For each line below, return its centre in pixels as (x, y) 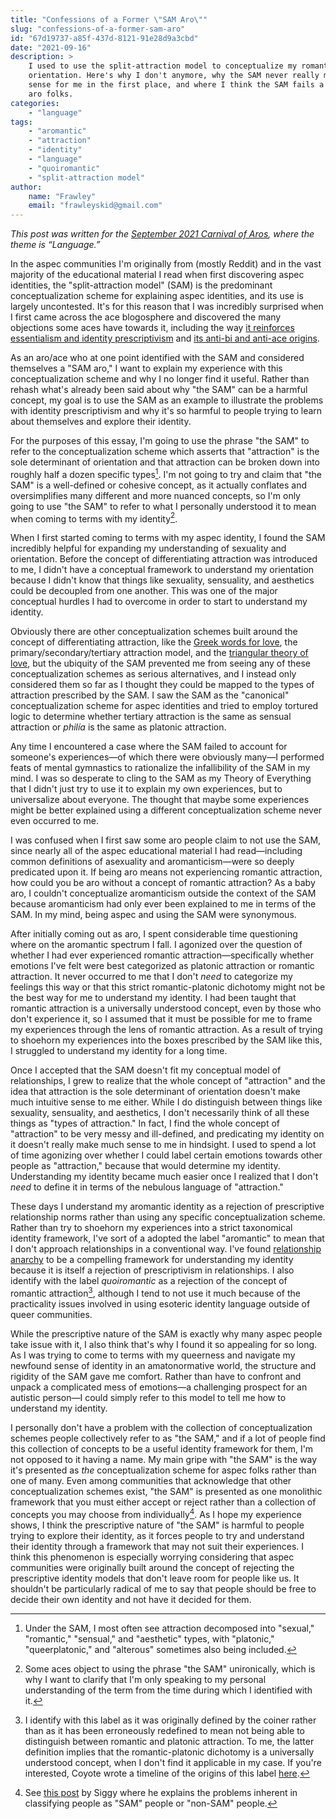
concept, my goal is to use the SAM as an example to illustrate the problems (167, 400)
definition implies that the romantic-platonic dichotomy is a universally (169, 1752)
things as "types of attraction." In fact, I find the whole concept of (145, 1123)
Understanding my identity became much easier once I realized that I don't (164, 1177)
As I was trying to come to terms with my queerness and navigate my (153, 1355)
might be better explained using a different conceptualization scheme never (166, 810)
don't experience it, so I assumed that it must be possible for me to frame (161, 1019)
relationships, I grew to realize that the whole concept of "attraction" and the (168, 1081)
